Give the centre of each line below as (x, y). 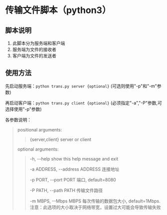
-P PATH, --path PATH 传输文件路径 (66, 190)
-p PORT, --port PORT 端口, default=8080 (73, 179)
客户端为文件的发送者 (34, 56)
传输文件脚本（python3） (58, 10)
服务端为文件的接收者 (34, 49)
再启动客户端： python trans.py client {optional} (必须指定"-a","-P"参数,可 (83, 102)
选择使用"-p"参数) (23, 109)
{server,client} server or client (60, 139)
